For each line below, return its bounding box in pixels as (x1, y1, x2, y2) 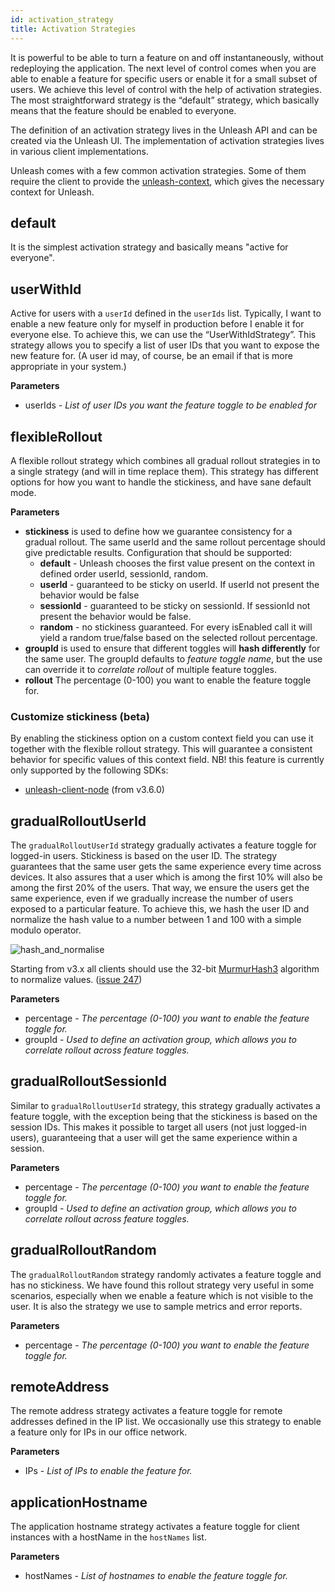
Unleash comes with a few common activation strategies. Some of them (10, 164, 307, 176)
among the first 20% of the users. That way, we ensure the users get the (10, 882, 310, 894)
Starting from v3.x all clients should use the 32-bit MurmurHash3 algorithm (10, 963, 320, 975)
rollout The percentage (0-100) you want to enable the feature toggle (24, 674, 312, 686)
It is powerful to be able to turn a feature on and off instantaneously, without (10, 51, 324, 63)
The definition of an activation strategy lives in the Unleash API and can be (10, 124, 318, 136)
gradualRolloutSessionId (10, 1073, 167, 1090)
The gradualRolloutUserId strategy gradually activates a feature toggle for (10, 839, 317, 851)
